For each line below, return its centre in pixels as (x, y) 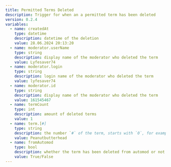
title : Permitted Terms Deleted (39, 10)
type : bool (26, 147)
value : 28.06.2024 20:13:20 (44, 43)
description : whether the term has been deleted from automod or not (90, 152)
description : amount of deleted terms (55, 114)
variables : (17, 24)
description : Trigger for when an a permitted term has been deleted (81, 15)
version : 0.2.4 (21, 19)
